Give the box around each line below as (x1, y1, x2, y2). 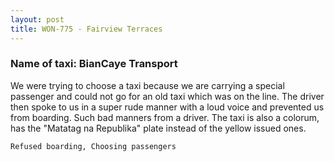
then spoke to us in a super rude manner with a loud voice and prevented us (10, 101, 325, 113)
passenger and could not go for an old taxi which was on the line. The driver (10, 90, 325, 102)
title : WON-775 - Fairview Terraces (10, 24, 163, 34)
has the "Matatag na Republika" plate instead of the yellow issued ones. (10, 122, 307, 134)
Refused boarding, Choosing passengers (10, 141, 177, 151)
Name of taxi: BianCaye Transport (10, 57, 178, 71)
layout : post (10, 14, 65, 25)
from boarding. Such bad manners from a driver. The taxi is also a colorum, (10, 111, 320, 123)
